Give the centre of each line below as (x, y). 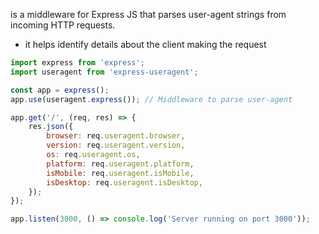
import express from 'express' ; (77, 63)
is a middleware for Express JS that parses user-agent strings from (148, 14)
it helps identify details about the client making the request (145, 44)
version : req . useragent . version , (116, 145)
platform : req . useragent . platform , (120, 164)
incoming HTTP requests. (63, 25)
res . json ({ (51, 127)
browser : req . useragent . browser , (116, 136)
